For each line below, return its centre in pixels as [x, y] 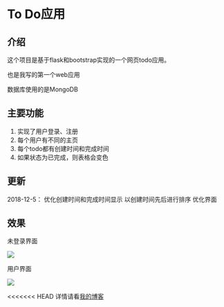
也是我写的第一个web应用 [44, 74]
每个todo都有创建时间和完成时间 [63, 148]
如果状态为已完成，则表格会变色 [63, 157]
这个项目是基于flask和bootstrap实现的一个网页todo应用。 [89, 60]
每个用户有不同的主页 [47, 140]
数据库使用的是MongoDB [43, 89]
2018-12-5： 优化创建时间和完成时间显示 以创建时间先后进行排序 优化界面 [112, 199]
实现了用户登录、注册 [47, 131]
